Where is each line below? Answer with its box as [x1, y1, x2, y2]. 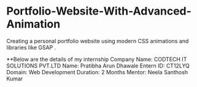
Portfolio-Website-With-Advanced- [6, 4, 192, 18]
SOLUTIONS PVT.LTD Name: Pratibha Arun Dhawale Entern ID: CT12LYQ [6, 62, 190, 69]
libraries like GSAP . [6, 44, 56, 51]
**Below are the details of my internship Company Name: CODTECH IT [6, 55, 187, 63]
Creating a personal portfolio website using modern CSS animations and [6, 37, 189, 44]
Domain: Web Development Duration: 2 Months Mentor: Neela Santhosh [6, 68, 188, 75]
